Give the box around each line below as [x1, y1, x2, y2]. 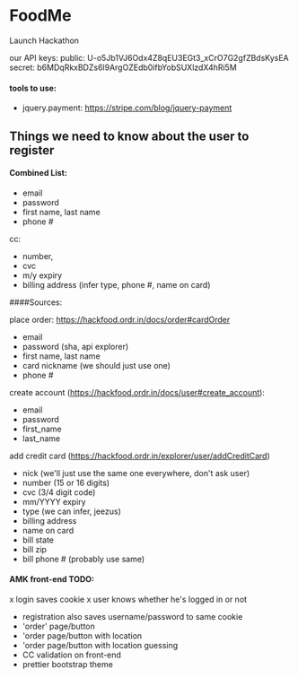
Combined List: [9, 168, 67, 178]
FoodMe [9, 5, 72, 26]
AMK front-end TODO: [9, 574, 95, 585]
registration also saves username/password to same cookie [22, 611, 243, 621]
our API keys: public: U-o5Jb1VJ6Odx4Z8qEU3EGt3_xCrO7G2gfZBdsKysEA [9, 52, 289, 63]
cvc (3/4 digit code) [22, 486, 96, 498]
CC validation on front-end [22, 649, 121, 660]
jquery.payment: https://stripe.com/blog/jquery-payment [22, 102, 232, 113]
